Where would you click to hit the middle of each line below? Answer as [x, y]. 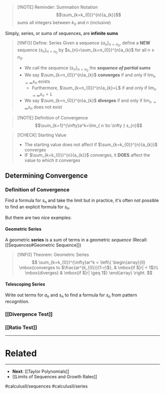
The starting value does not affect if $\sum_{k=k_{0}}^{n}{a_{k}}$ [91, 144]
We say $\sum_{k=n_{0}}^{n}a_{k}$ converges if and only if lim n [90, 75]
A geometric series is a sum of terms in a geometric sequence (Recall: [76, 240]
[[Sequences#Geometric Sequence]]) [43, 245]
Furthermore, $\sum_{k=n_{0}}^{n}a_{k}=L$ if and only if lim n [94, 88]
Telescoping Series [25, 284]
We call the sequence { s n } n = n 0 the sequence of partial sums [87, 69]
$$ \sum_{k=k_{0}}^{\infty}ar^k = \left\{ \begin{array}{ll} [89, 262]
